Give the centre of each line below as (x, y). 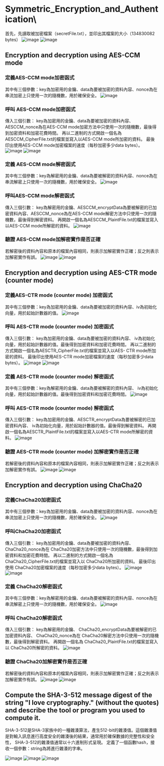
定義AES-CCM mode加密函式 (40, 78)
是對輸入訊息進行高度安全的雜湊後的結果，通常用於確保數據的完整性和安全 (80, 736)
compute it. (23, 718)
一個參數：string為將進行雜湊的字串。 (47, 748)
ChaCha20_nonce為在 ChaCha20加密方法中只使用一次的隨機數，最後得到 (79, 549)
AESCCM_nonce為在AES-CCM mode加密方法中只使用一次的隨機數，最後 (79, 127)
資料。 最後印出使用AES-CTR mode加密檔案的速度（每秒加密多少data (83, 356)
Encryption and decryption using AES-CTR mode (81, 273)
